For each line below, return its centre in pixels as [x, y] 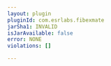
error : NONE [24, 40]
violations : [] [29, 46]
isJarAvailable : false [40, 33]
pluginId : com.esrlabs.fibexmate [56, 20]
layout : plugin [29, 14]
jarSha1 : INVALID [32, 26]
